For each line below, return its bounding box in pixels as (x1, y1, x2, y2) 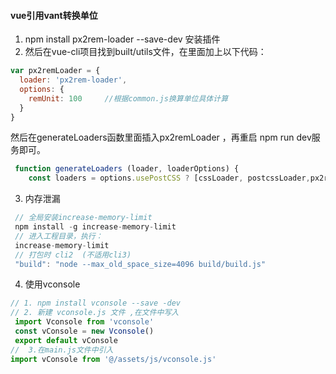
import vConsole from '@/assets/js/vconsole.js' (10, 354, 217, 364)
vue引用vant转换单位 (10, 9, 98, 21)
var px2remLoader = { (10, 66, 101, 76)
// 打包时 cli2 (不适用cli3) (14, 250, 132, 260)
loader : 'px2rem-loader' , (19, 75, 128, 85)
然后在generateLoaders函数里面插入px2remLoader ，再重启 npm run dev (10, 131, 312, 144)
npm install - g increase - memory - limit (14, 222, 177, 232)
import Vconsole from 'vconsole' (14, 317, 155, 327)
